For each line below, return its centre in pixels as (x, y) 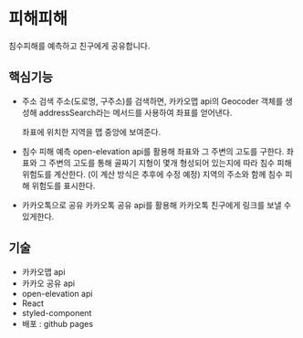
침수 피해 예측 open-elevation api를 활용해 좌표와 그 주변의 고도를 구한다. (153, 151)
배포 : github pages (57, 323)
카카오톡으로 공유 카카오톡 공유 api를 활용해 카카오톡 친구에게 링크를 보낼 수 (157, 205)
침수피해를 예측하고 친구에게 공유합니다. (79, 46)
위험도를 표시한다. (63, 185)
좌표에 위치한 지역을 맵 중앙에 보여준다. (91, 132)
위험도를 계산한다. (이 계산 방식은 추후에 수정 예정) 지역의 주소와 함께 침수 (152, 174)
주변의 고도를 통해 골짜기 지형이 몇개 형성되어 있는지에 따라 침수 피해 (171, 163)
